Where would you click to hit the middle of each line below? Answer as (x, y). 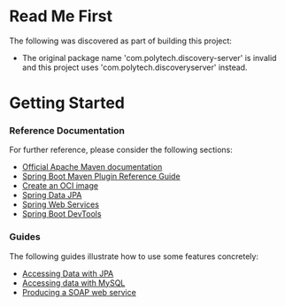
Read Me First (61, 16)
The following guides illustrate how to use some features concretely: (134, 256)
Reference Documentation (67, 131)
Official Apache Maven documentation (92, 167)
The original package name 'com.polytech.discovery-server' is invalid (149, 57)
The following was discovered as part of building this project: (121, 41)
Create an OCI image (60, 186)
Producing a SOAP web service (79, 292)
